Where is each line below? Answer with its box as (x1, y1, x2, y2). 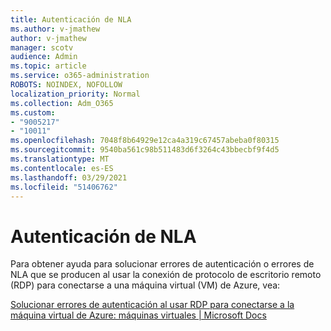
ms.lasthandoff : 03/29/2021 (10, 172, 128, 183)
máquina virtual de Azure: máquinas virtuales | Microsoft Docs (10, 309, 267, 321)
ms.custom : (10, 107, 56, 118)
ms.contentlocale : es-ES (10, 163, 114, 173)
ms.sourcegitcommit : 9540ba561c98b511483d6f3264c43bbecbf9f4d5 (10, 145, 280, 155)
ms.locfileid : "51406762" (10, 182, 118, 192)
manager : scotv (10, 42, 74, 53)
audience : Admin (10, 52, 78, 62)
